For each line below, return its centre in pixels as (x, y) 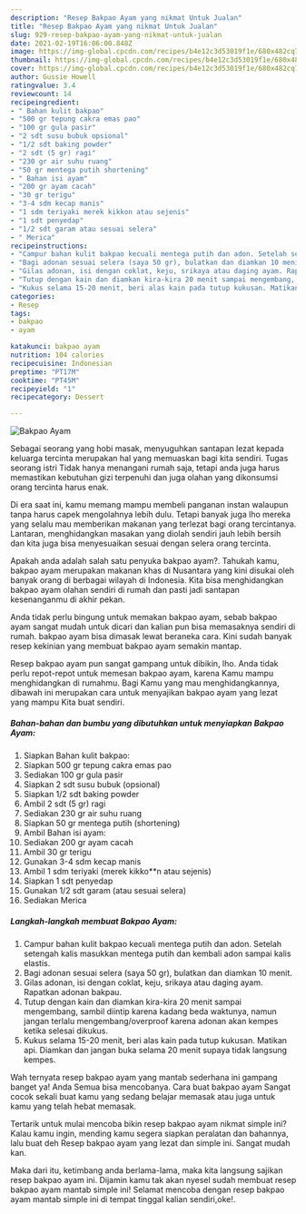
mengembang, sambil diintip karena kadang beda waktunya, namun (150, 1012)
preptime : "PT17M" (45, 372)
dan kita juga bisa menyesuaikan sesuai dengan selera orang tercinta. (141, 543)
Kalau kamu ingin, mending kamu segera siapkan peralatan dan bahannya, (149, 1134)
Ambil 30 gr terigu (57, 852)
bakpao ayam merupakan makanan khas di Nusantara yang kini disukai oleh (152, 571)
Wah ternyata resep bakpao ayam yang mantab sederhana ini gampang (144, 1078)
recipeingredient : (45, 102)
